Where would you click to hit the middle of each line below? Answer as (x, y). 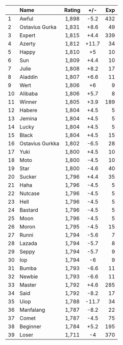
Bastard (29, 210)
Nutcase (30, 193)
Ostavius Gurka (38, 27)
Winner (28, 102)
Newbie (29, 277)
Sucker (28, 177)
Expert (28, 35)
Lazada (28, 243)
